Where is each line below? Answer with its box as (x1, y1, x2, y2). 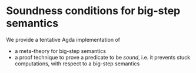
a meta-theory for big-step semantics (14, 47, 106, 54)
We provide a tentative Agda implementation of (6, 36, 121, 43)
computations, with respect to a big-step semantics (14, 60, 140, 67)
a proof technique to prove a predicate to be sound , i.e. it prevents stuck (14, 54, 190, 61)
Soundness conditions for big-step (6, 4, 181, 18)
